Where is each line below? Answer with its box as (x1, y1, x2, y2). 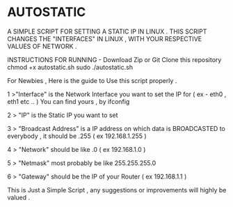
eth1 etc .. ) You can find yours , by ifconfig (7, 97, 130, 105)
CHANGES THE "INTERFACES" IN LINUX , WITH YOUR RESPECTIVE (7, 34, 202, 43)
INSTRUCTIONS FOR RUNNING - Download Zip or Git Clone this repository (7, 55, 222, 63)
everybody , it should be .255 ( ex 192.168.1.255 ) (7, 132, 147, 140)
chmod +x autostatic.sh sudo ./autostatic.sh (7, 63, 134, 71)
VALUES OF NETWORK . (7, 42, 77, 50)
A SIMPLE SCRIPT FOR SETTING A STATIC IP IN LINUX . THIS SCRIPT (7, 27, 207, 36)
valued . (7, 193, 31, 201)
